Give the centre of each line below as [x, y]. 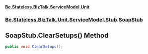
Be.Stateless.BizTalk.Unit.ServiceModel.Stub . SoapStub [74, 20]
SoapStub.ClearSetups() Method [57, 35]
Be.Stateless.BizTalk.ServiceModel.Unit [47, 7]
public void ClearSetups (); [34, 47]
